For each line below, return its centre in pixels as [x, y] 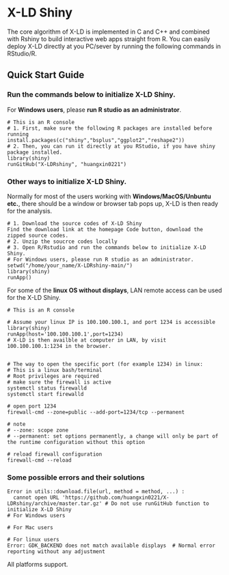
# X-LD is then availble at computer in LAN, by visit [87, 340]
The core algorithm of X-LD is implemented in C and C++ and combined [108, 32]
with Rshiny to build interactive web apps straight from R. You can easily [109, 38]
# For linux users [33, 540]
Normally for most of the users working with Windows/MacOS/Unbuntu [109, 196]
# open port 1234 [32, 406]
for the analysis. [30, 211]
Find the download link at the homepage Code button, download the [105, 229]
